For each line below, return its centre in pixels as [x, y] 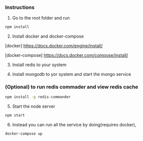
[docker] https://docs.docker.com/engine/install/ [54, 46]
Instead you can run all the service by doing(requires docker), [74, 125]
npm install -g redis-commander [38, 97]
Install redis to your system [39, 65]
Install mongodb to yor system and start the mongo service [71, 74]
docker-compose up [24, 134]
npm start [15, 116]
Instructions [20, 7]
